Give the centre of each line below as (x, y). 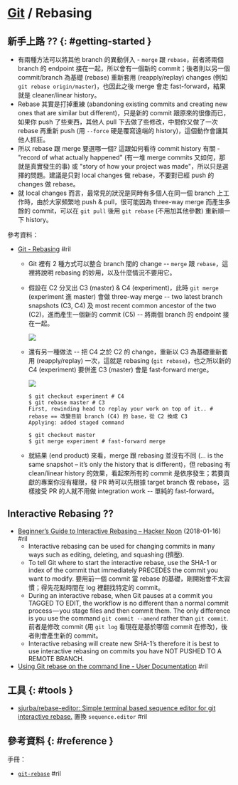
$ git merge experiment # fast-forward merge (97, 441)
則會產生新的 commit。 (68, 636)
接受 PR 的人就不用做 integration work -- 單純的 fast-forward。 (126, 491)
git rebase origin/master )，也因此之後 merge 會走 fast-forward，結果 (121, 86)
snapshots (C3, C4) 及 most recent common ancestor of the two (122, 305)
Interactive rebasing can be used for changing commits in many (121, 546)
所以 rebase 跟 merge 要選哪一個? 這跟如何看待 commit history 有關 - (119, 148)
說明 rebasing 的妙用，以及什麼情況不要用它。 (108, 273)
